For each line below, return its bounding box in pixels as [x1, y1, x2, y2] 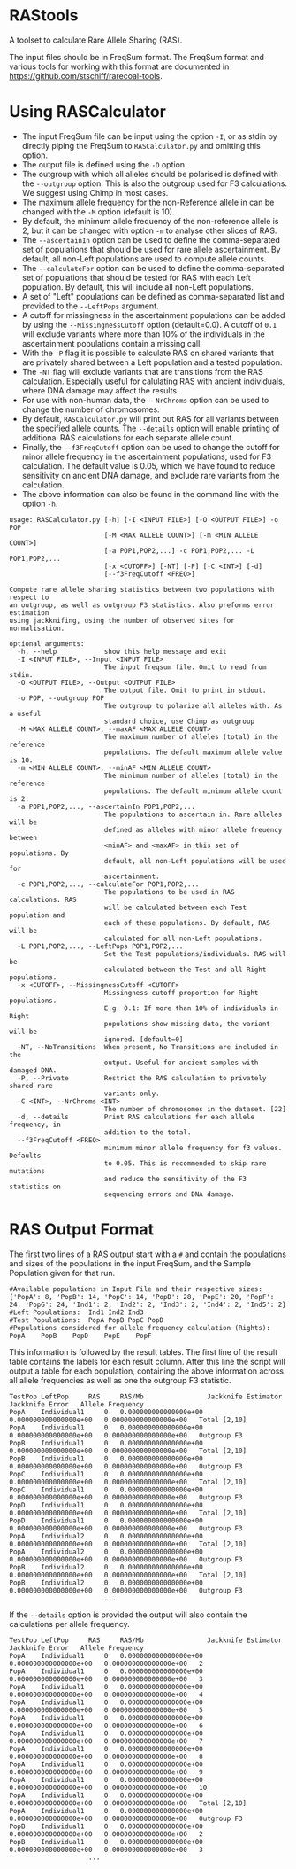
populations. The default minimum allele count [103, 786, 283, 796]
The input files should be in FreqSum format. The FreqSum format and [9, 51, 265, 62]
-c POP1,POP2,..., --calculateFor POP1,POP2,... [17, 879, 200, 889]
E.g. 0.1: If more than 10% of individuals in [103, 1003, 278, 1013]
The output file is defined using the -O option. [21, 159, 187, 169]
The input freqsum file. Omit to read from [103, 662, 267, 672]
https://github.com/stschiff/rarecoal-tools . [9, 70, 163, 81]
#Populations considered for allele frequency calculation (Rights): [9, 1323, 271, 1332]
